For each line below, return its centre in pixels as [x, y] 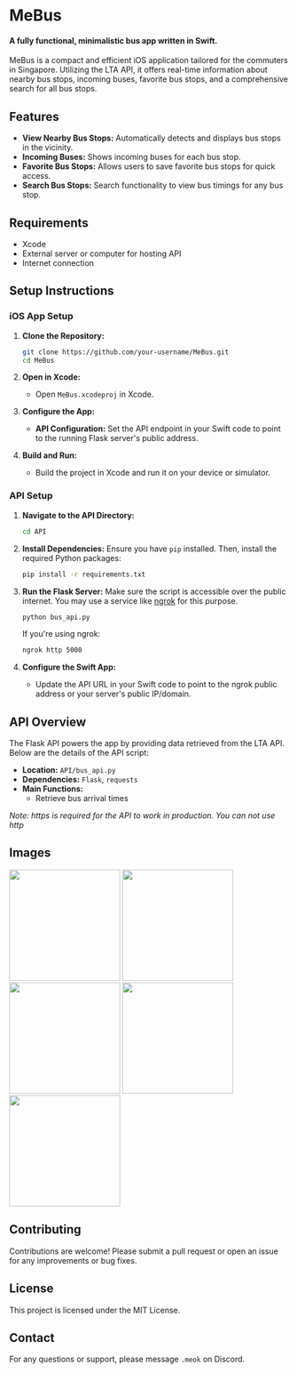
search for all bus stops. [53, 89]
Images [30, 853]
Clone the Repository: [63, 335]
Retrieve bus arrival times [82, 799]
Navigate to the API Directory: [78, 515]
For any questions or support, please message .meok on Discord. [127, 1359]
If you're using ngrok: [61, 634]
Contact [32, 1338]
